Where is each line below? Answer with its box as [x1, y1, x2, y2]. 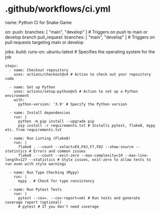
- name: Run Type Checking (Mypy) [9, 170, 79, 175]
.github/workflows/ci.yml [5, 3, 111, 15]
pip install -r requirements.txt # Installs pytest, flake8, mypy [18, 123, 156, 128]
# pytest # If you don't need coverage [18, 204, 99, 209]
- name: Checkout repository [9, 67, 69, 73]
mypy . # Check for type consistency [18, 178, 95, 183]
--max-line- [124, 153, 149, 158]
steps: [5, 63, 18, 68]
